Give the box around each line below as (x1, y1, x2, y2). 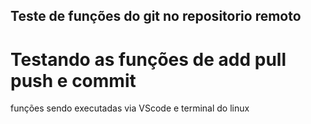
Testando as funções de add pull (10, 48, 287, 71)
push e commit (10, 69, 137, 92)
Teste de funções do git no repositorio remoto (10, 8, 302, 25)
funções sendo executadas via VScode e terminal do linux (10, 102, 250, 114)
